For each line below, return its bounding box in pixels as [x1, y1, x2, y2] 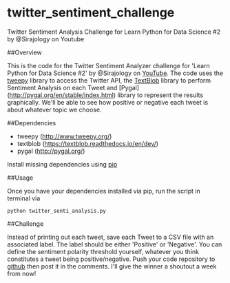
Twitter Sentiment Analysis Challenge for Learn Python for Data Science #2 [7, 28, 221, 36]
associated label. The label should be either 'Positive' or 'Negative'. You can [7, 240, 222, 249]
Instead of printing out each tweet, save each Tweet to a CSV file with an [7, 233, 214, 241]
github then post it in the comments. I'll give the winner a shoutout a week [7, 262, 217, 270]
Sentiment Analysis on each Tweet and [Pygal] [7, 83, 140, 92]
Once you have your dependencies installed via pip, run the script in [7, 187, 201, 195]
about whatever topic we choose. [7, 105, 102, 114]
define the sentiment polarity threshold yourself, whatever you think [7, 247, 200, 255]
